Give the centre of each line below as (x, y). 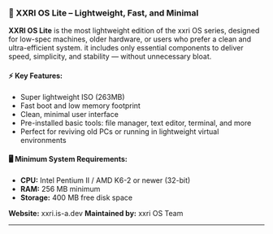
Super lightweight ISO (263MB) (72, 97)
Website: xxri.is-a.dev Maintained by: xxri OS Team (96, 213)
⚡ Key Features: (36, 76)
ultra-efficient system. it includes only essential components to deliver (126, 48)
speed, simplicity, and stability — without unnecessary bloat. (110, 57)
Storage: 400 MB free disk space (76, 197)
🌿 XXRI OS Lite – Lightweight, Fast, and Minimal (104, 13)
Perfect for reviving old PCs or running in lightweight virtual (119, 131)
